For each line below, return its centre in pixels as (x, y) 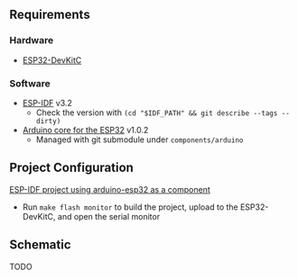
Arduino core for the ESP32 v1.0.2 (85, 130)
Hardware (32, 40)
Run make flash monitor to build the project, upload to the (130, 207)
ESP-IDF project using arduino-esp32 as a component (110, 189)
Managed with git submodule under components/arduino (140, 139)
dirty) (48, 121)
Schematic (40, 245)
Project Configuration (71, 168)
